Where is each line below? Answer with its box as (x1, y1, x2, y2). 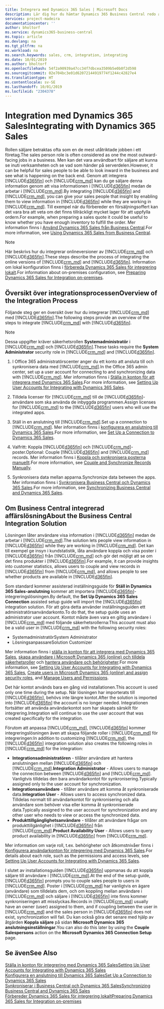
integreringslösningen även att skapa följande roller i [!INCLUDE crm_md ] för (5, 730, 158, 736)
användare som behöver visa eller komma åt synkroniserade (12, 801, 134, 807)
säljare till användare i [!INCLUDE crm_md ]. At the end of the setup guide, (5, 872, 150, 878)
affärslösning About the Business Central (5, 511, 132, 520)
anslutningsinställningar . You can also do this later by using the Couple (5, 924, 150, 930)
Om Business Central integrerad (5, 504, 105, 512)
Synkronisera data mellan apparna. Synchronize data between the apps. (12, 474, 156, 480)
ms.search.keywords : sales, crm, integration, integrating (5, 52, 128, 58)
